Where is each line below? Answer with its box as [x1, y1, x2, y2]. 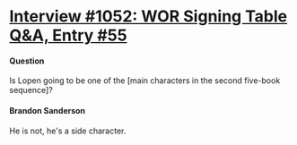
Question [9, 55, 45, 66]
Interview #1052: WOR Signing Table [9, 6, 288, 27]
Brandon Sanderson [9, 105, 86, 115]
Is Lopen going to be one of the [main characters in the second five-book [9, 75, 281, 86]
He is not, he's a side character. [9, 125, 127, 136]
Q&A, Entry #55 [9, 25, 127, 46]
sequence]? [9, 85, 54, 96]
